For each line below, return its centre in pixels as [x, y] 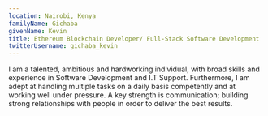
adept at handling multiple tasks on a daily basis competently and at [122, 87]
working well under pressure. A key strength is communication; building [128, 95]
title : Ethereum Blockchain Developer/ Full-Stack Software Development [134, 39]
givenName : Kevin [38, 31]
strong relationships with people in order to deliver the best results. [121, 104]
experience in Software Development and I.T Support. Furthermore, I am [129, 78]
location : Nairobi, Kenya [52, 16]
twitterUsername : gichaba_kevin [63, 46]
